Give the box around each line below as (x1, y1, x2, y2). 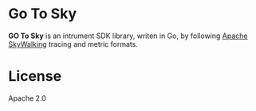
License (8, 67, 62, 86)
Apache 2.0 (8, 93, 46, 103)
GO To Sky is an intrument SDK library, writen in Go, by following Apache (8, 31, 248, 40)
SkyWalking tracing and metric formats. (8, 39, 138, 48)
